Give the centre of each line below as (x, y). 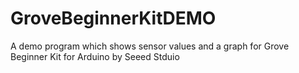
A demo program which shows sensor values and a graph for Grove (150, 46)
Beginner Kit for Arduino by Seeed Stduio (95, 56)
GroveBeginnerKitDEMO (113, 18)
